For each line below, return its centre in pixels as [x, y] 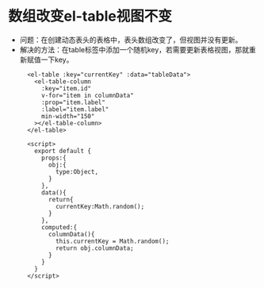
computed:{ [59, 227]
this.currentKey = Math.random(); [112, 241]
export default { [63, 151]
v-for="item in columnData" [87, 95]
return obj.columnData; [94, 248]
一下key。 [57, 60]
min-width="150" [68, 116]
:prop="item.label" [73, 102]
